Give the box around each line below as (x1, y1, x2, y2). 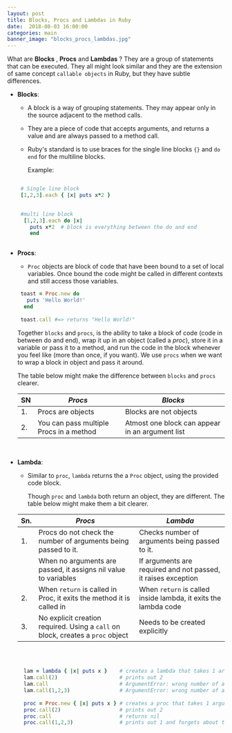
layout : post (7, 10, 45, 17)
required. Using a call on (38, 622, 121, 631)
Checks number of (139, 527, 200, 537)
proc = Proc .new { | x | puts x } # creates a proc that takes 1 (23, 700, 209, 707)
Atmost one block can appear (125, 418, 221, 427)
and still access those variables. (27, 277, 119, 286)
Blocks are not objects (125, 407, 197, 416)
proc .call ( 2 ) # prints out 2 (23, 706, 164, 713)
